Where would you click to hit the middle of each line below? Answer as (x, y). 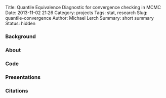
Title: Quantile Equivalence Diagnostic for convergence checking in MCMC (83, 7)
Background (21, 36)
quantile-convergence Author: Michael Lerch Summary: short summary (80, 18)
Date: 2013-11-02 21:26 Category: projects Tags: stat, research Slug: (76, 13)
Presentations (23, 77)
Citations (17, 90)
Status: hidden (20, 23)
